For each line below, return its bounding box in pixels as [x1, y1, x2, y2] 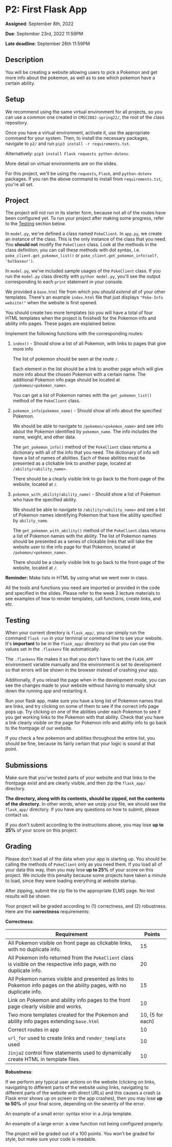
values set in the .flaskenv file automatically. [5, 646, 100, 652]
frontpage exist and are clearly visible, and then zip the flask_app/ [5, 780, 146, 786]
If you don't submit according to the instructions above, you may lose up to [5, 822, 164, 828]
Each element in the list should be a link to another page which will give [12, 366, 164, 372]
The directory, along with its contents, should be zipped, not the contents [5, 795, 165, 802]
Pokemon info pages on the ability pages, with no [8, 981, 126, 989]
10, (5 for [140, 1011, 163, 1018]
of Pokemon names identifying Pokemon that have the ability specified [12, 512, 162, 518]
